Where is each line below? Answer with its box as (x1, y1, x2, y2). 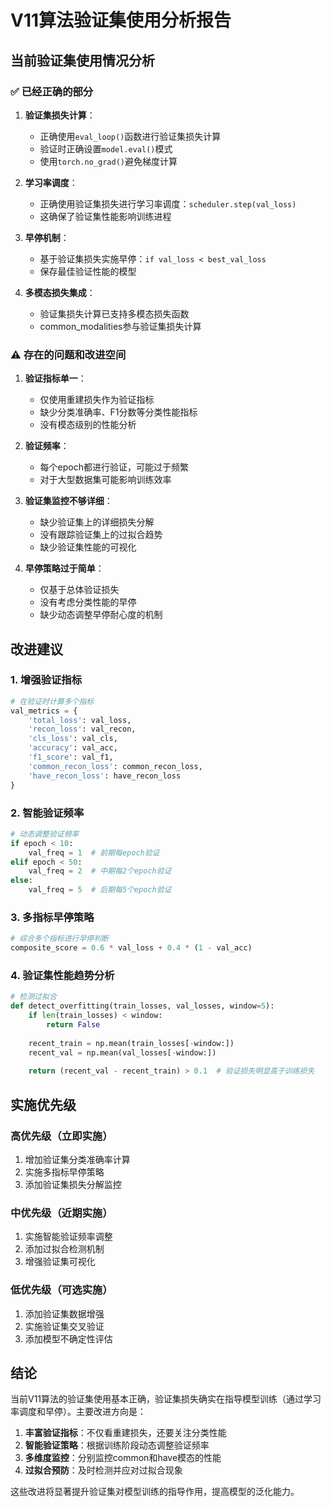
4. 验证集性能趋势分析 (10, 969, 115, 982)
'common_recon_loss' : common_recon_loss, (28, 761, 203, 771)
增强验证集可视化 (24, 1256, 96, 1268)
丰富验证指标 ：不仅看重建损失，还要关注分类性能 (24, 1427, 227, 1439)
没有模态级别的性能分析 (39, 419, 137, 431)
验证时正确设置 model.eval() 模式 (39, 142, 173, 155)
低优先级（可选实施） (10, 1283, 113, 1297)
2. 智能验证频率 (10, 806, 85, 820)
